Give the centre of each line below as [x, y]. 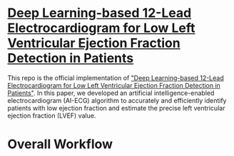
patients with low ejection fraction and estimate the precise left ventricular [116, 108]
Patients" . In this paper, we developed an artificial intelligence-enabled [111, 93]
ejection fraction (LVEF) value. [52, 116]
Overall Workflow [60, 144]
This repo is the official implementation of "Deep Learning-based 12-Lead [116, 78]
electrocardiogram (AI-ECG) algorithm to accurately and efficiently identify [117, 100]
